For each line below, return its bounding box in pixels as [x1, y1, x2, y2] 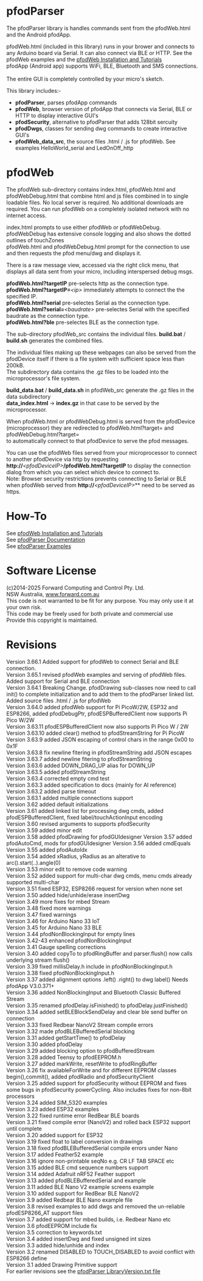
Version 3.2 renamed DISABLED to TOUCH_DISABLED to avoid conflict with [6, 1248, 196, 1255]
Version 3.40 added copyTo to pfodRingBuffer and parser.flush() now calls [6, 950, 193, 957]
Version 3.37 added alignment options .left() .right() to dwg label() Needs [6, 975, 188, 983]
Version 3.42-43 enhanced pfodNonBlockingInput [6, 937, 132, 944]
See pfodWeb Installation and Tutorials [6, 529, 103, 536]
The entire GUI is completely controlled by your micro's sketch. [6, 75, 164, 82]
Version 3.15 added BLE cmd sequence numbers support [6, 1164, 149, 1171]
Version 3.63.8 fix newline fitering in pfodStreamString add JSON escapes [6, 749, 192, 756]
